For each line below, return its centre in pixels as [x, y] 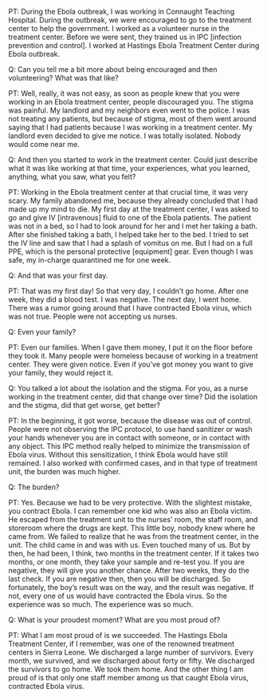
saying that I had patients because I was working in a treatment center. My [131, 127]
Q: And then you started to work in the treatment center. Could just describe [133, 160]
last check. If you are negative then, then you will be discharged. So [120, 579]
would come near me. [44, 144]
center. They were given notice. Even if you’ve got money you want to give [131, 364]
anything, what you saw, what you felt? [72, 176]
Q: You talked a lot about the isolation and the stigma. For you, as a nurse [128, 388]
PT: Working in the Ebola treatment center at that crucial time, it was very [128, 192]
